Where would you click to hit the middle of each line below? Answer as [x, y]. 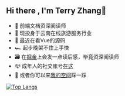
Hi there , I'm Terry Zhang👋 [56, 11]
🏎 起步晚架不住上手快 [42, 47]
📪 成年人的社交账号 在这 [44, 66]
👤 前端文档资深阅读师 [40, 25]
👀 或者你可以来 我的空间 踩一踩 [50, 75]
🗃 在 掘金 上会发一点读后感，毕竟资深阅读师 [67, 57]
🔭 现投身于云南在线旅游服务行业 [53, 33]
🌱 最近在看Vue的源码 [40, 40]
